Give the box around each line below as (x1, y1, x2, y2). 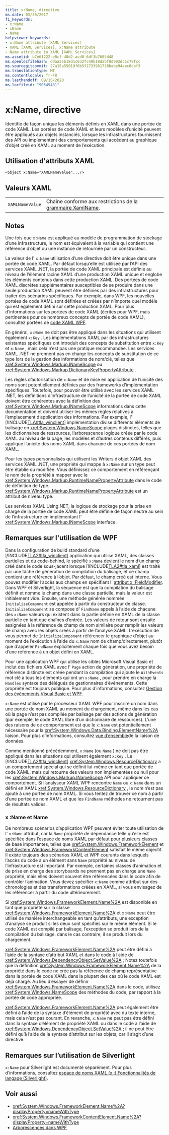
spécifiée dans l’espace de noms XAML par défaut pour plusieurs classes (5, 836, 157, 842)
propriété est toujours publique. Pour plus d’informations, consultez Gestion (5, 685, 162, 691)
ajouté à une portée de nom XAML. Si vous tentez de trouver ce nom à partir (5, 790, 163, 796)
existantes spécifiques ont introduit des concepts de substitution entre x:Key (5, 340, 164, 346)
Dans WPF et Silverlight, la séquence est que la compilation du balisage (5, 584, 154, 590)
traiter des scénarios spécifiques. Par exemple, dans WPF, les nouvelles (5, 293, 154, 299)
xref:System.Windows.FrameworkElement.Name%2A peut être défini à (5, 947, 152, 953)
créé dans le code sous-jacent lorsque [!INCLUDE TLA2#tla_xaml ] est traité (5, 563, 160, 569)
